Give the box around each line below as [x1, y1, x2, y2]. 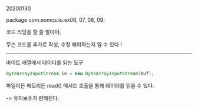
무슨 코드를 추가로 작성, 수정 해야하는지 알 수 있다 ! [6, 41, 122, 48]
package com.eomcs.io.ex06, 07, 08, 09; [6, 16, 105, 23]
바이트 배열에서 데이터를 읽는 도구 [6, 59, 84, 66]
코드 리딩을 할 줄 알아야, [6, 29, 61, 35]
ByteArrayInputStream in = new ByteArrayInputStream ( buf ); [6, 71, 154, 76]
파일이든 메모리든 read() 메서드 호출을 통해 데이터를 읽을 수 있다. [6, 82, 154, 89]
